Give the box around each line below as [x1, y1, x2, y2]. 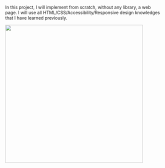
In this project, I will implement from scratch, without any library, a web [5, 5, 151, 10]
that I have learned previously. [5, 15, 67, 21]
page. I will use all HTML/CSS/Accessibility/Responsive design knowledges [5, 10, 160, 16]
